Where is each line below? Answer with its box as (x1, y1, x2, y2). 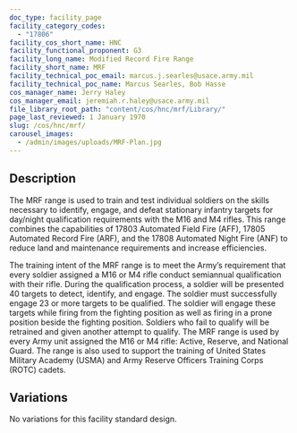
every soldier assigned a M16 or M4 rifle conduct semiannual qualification (9, 269, 282, 280)
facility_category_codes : (9, 21, 106, 30)
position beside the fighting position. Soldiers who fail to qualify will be (9, 317, 270, 327)
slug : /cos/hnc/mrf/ (9, 122, 87, 131)
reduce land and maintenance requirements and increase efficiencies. (9, 242, 267, 253)
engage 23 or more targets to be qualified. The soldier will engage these (9, 297, 276, 309)
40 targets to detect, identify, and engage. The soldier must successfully (9, 288, 277, 299)
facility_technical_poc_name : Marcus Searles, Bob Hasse (9, 80, 226, 89)
